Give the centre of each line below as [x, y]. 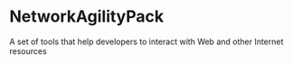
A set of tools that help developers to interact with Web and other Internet [146, 41]
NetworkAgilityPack [87, 17]
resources [28, 50]
